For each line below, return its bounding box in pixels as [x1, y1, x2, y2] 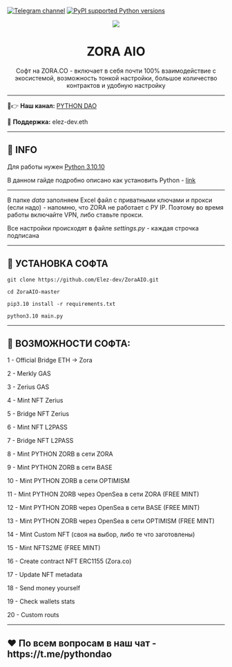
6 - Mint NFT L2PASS [7, 423, 68, 432]
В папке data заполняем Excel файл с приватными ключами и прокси [7, 196, 213, 204]
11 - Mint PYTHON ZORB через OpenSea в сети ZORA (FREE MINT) [7, 490, 200, 498]
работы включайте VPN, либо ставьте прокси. [7, 210, 144, 219]
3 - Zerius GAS [7, 383, 50, 391]
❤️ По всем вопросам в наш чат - [7, 637, 157, 649]
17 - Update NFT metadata [7, 571, 83, 579]
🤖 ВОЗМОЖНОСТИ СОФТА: [7, 338, 131, 349]
